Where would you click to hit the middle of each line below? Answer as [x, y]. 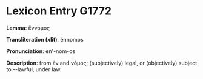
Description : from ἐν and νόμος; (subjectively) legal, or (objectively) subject [102, 63]
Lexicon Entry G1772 [59, 11]
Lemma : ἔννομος [28, 28]
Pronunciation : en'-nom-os [41, 51]
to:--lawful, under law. [34, 69]
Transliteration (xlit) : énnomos [45, 39]
